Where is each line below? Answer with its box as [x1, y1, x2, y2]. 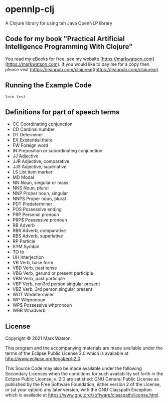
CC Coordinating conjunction [12, 121, 73, 127]
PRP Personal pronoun [12, 212, 59, 218]
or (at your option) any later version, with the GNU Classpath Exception [5, 387, 152, 393]
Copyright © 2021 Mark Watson [5, 335, 71, 341]
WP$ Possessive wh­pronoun [12, 302, 72, 308]
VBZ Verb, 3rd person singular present [12, 286, 93, 292]
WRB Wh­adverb [12, 307, 46, 314]
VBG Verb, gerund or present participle [12, 270, 94, 276]
